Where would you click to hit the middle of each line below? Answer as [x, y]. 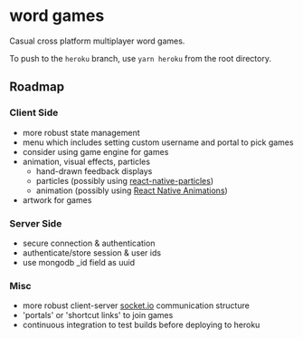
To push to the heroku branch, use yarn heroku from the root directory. [140, 58]
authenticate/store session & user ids [91, 252]
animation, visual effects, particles [86, 161]
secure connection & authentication [89, 243]
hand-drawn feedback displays [94, 171]
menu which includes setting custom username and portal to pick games [158, 142]
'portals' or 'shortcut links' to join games [98, 315]
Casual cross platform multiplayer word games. [97, 41]
